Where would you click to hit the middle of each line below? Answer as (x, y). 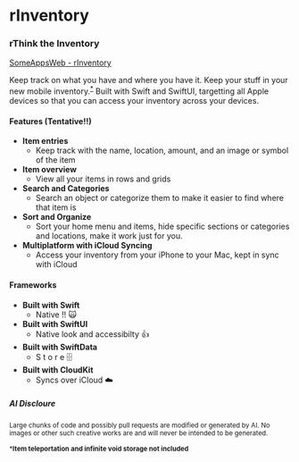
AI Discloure (33, 404)
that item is (56, 207)
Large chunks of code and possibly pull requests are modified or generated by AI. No (140, 425)
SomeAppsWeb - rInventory (60, 63)
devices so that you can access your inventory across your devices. (134, 101)
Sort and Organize (57, 217)
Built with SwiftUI (55, 323)
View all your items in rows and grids (103, 179)
